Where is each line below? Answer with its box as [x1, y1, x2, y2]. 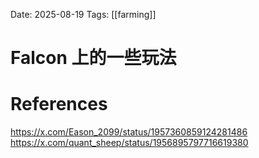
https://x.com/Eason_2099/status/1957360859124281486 [10, 126, 248, 138]
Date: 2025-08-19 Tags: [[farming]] [10, 9, 157, 20]
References [10, 93, 108, 116]
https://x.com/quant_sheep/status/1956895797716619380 [10, 137, 249, 149]
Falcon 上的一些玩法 [10, 47, 177, 69]
